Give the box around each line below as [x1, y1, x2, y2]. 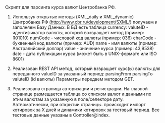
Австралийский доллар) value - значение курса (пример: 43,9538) [12, 46, 154, 51]
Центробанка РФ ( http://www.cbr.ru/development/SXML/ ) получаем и [12, 19, 158, 25]
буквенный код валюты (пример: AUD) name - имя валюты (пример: [12, 40, 158, 46]
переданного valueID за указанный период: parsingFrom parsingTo [12, 71, 153, 76]
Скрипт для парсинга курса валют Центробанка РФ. [5, 4, 116, 10]
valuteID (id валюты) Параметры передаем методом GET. [12, 76, 135, 82]
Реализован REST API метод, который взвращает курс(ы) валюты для [12, 65, 161, 71]
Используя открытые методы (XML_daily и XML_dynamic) [12, 14, 134, 19]
